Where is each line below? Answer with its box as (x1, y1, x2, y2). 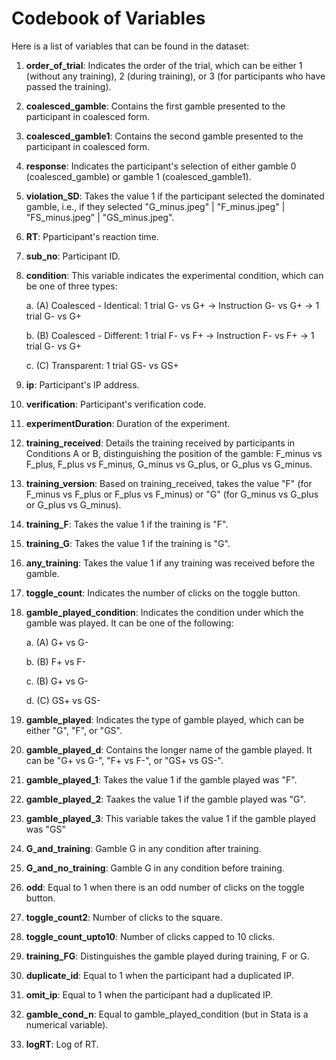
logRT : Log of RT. (25, 1038, 99, 1050)
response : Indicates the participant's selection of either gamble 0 (25, 160, 297, 172)
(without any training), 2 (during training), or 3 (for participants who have (25, 70, 326, 82)
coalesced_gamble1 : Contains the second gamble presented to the (25, 130, 304, 142)
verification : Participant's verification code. (25, 398, 207, 410)
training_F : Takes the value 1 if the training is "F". (25, 518, 229, 530)
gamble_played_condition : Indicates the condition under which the (25, 606, 304, 618)
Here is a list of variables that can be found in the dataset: (11, 40, 250, 52)
